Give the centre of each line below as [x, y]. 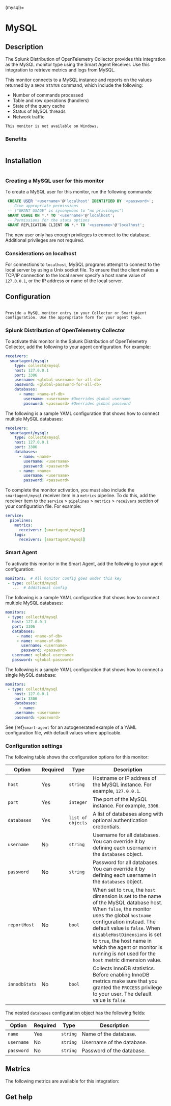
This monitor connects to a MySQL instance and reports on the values [79, 80]
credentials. [107, 827]
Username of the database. [114, 1042]
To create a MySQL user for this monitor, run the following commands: [79, 192]
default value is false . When [126, 928]
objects [78, 823]
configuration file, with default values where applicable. [64, 732]
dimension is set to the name [127, 896]
